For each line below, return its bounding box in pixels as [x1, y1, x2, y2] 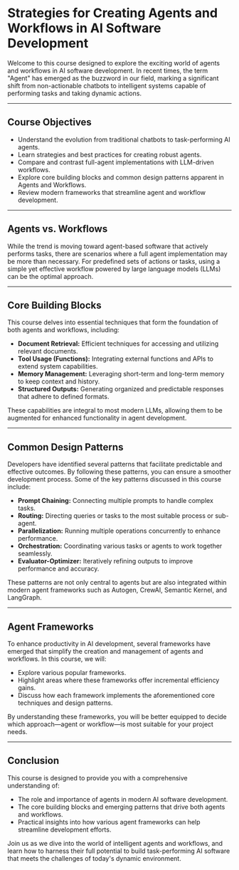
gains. [17, 684, 36, 691]
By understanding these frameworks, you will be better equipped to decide [7, 713, 228, 721]
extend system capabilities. [17, 362, 98, 371]
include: [7, 482, 31, 492]
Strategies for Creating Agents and [7, 5, 218, 21]
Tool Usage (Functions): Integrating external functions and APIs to [17, 354, 214, 364]
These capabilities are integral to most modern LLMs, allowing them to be [7, 406, 223, 415]
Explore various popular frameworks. [17, 669, 127, 677]
